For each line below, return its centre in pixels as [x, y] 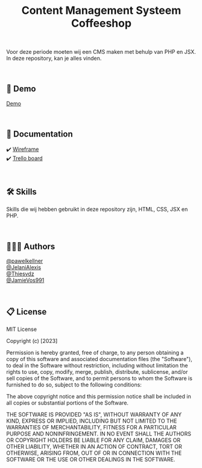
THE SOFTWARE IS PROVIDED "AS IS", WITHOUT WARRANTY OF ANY [94, 415]
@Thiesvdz [20, 274]
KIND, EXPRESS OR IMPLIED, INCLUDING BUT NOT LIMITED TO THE [92, 421]
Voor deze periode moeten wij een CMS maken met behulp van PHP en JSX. [101, 51]
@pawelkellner [25, 261]
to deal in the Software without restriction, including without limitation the [97, 365]
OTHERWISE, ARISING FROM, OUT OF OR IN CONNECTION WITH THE [94, 453]
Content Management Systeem [101, 11]
